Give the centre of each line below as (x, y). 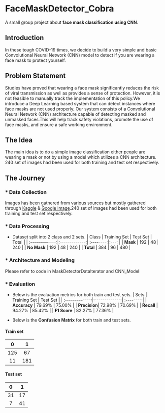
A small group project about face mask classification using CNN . (72, 22)
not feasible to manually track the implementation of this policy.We (73, 98)
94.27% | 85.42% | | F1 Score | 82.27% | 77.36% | (63, 310)
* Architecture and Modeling (40, 260)
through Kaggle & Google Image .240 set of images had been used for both (81, 208)
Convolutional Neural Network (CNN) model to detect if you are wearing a (80, 55)
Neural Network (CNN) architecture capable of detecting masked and (76, 114)
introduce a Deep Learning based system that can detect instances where (80, 103)
